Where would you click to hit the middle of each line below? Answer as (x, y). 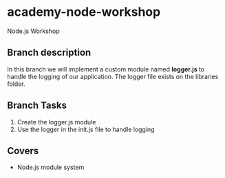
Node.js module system (51, 167)
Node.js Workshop (33, 31)
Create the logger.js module (56, 122)
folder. (16, 84)
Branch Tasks (37, 105)
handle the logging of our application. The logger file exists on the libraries (113, 76)
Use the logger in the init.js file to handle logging (86, 129)
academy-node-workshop (84, 12)
